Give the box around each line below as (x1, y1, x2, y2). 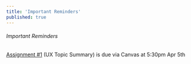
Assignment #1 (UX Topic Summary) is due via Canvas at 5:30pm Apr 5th (6, 51, 186, 58)
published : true (6, 14, 46, 20)
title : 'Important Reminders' (6, 8, 82, 15)
